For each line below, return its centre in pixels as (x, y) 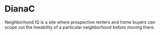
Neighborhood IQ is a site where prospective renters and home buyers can (80, 22)
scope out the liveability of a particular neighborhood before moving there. (80, 27)
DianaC (20, 9)
